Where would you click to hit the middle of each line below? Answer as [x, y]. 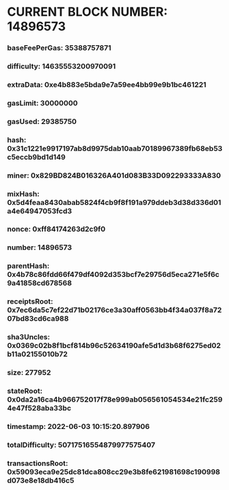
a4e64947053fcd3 [40, 211]
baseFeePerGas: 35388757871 [59, 48]
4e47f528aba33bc [39, 408]
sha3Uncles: [28, 337]
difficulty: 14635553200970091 [62, 66]
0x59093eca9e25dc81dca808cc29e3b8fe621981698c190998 [114, 471]
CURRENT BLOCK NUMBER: [87, 12]
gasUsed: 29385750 [42, 121]
